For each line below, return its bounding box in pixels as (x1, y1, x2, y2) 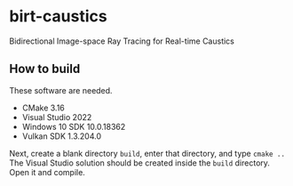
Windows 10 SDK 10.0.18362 (21, 121, 126, 132)
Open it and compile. (9, 166, 86, 177)
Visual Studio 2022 (21, 111, 92, 122)
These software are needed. (9, 85, 113, 95)
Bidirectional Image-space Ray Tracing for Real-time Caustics (9, 36, 235, 46)
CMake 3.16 (21, 102, 65, 113)
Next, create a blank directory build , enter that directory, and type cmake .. (9, 148, 286, 158)
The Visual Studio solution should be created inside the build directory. (9, 158, 271, 168)
